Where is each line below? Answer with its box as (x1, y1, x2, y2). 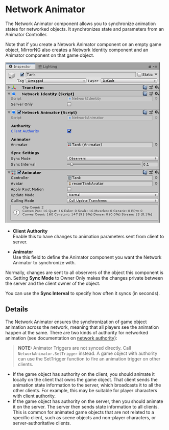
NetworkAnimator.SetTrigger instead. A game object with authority (17, 350, 158, 356)
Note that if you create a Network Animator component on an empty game (5, 41, 162, 47)
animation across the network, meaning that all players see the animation (5, 324, 159, 330)
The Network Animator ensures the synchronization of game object (5, 319, 147, 325)
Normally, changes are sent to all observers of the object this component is (5, 269, 163, 276)
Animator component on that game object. (5, 52, 94, 58)
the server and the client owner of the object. (5, 280, 101, 286)
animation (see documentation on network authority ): (5, 335, 117, 341)
